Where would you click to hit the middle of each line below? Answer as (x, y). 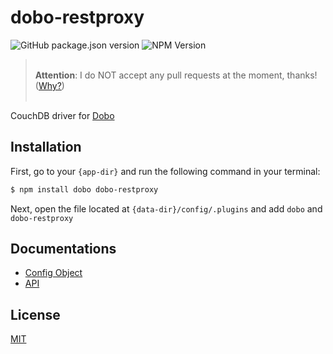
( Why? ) (49, 85)
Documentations (63, 249)
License (35, 314)
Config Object (53, 273)
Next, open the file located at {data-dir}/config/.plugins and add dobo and (166, 208)
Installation (46, 147)
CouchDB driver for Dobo (62, 115)
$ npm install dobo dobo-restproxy (84, 189)
